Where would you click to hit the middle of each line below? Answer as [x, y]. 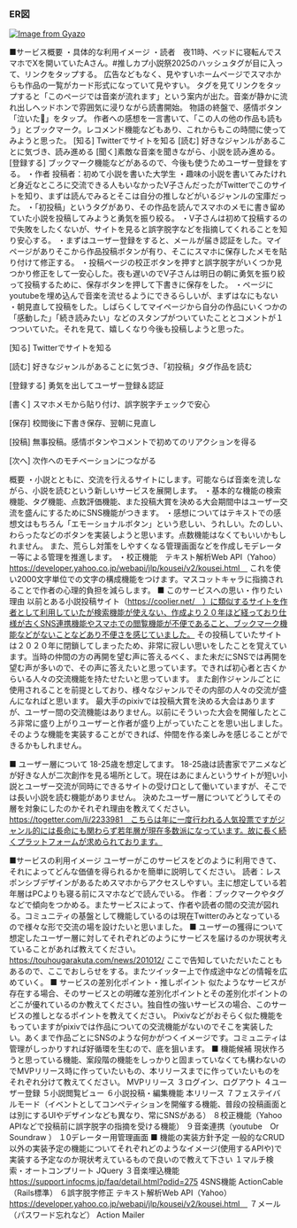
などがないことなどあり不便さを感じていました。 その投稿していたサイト [149, 634]
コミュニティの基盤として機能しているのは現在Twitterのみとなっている [152, 916]
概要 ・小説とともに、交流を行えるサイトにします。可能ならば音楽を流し [141, 479]
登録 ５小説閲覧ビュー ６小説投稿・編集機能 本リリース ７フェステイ [148, 1093]
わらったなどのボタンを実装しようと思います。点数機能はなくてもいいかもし [148, 535]
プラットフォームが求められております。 [90, 842]
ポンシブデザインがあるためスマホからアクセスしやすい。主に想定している [145, 882]
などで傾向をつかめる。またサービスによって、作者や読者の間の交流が [136, 905]
